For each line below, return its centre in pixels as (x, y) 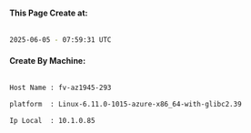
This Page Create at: (49, 13)
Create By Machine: (48, 60)
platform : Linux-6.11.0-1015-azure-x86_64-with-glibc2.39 (126, 105)
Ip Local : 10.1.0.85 (52, 121)
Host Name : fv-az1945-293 (60, 88)
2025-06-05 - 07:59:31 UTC (60, 40)
